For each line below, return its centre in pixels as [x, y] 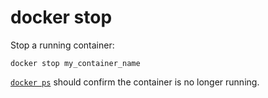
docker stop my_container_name [75, 63]
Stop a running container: [62, 45]
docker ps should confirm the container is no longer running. [135, 82]
